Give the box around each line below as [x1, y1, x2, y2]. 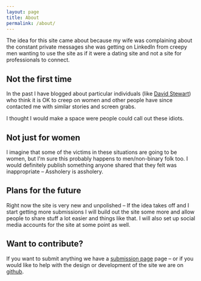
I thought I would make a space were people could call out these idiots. [6, 115, 184, 122]
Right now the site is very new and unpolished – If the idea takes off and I [6, 201, 189, 209]
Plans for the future [6, 186, 81, 196]
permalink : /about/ [6, 20, 56, 26]
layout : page [6, 9, 39, 15]
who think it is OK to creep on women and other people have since [6, 97, 173, 104]
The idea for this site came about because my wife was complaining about [6, 37, 192, 44]
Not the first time [6, 74, 72, 84]
